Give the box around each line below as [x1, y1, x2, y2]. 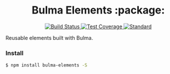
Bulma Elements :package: [31, 4, 165, 17]
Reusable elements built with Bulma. [5, 34, 94, 41]
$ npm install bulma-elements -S [5, 62, 88, 68]
